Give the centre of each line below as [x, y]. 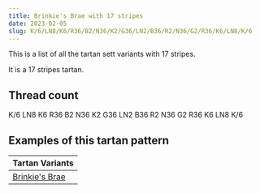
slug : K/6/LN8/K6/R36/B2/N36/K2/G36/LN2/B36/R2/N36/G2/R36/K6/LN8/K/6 [130, 31]
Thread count [43, 95]
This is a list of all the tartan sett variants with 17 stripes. [102, 54]
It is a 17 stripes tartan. [46, 70]
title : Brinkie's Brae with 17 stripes [76, 16]
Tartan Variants [43, 163]
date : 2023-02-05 [38, 24]
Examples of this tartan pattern [89, 140]
